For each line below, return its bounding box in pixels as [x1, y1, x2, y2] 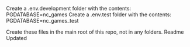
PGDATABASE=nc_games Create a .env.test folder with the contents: [6, 11, 171, 18]
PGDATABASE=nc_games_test [6, 17, 79, 24]
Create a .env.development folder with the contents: [6, 5, 132, 12]
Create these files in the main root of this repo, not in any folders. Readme [6, 28, 184, 35]
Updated [6, 35, 27, 41]
